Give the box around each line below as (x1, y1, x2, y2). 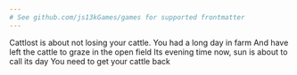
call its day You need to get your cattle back (9, 56, 171, 66)
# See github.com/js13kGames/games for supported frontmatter (9, 12, 245, 22)
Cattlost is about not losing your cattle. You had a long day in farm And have (9, 37, 289, 48)
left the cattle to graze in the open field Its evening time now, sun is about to (9, 46, 288, 57)
